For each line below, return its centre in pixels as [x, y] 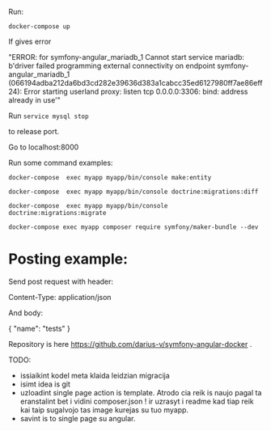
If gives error [30, 41]
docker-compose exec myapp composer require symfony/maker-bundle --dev [133, 227]
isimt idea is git [45, 384]
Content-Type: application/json [60, 297]
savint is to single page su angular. [78, 418]
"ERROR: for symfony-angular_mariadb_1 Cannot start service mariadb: [127, 57]
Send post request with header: [61, 281]
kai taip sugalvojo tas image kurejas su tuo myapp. [104, 410]
